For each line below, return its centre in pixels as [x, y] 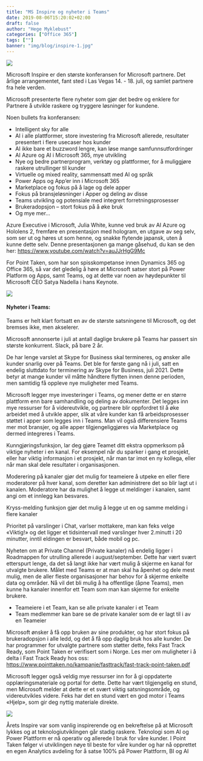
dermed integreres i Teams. [41, 434]
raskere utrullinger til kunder [50, 168]
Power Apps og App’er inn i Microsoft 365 [67, 181]
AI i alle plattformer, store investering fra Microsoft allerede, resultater [102, 136]
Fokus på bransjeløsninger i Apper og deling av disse [81, 194]
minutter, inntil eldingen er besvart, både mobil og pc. [73, 539]
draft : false [23, 23]
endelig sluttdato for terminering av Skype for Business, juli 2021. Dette [95, 370]
